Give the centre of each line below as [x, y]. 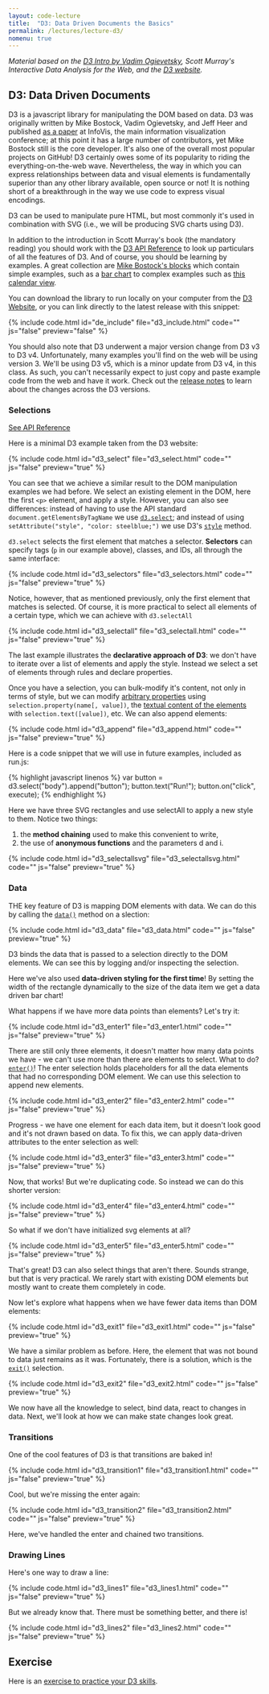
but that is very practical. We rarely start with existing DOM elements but [128, 1278]
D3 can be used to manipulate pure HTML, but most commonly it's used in [131, 216]
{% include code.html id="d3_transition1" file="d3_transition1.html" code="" [133, 1470]
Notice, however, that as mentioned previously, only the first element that [129, 598]
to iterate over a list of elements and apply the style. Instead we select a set [133, 664]
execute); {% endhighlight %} [57, 795]
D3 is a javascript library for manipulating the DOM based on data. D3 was [131, 114]
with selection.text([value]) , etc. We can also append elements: [118, 714]
